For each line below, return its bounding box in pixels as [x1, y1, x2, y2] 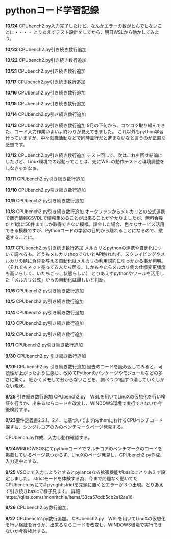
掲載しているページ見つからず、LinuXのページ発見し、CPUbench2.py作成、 [5, 452, 165, 458]
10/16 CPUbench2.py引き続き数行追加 [5, 89, 86, 96]
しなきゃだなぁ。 [5, 165, 41, 171]
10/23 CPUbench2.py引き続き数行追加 [5, 46, 87, 52]
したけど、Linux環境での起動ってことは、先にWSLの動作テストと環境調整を [5, 158, 165, 165]
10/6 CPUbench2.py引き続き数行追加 [5, 287, 84, 294]
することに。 [9, 233, 37, 240]
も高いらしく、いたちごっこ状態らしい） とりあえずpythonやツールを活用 [5, 270, 160, 276]
